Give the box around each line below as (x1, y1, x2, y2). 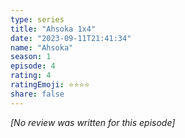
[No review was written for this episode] (10, 116, 176, 128)
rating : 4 (10, 71, 52, 81)
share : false (10, 89, 65, 99)
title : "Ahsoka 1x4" (10, 24, 97, 34)
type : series (10, 14, 65, 25)
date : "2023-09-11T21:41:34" (10, 33, 132, 43)
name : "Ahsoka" (10, 42, 74, 53)
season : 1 (10, 52, 52, 62)
